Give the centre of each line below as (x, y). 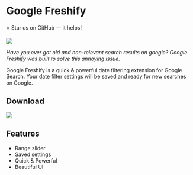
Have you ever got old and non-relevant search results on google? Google (97, 52)
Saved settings (33, 154)
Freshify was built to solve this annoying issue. (63, 59)
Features (23, 134)
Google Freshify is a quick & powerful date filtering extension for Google (94, 70)
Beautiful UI (29, 167)
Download (25, 101)
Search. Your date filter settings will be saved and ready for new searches (96, 76)
